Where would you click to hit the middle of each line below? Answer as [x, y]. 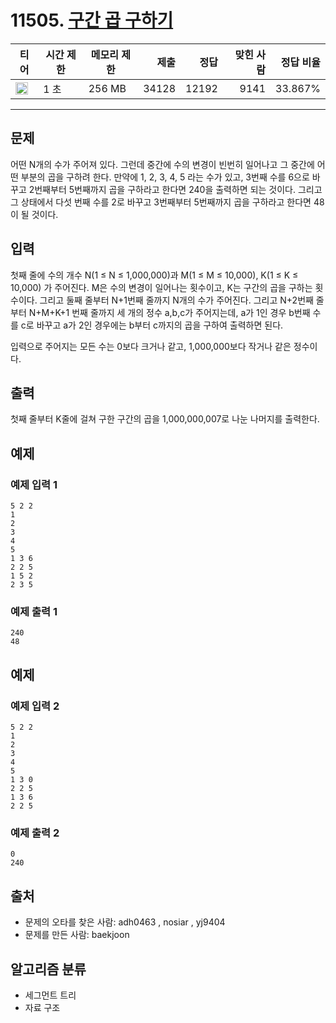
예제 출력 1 [34, 611]
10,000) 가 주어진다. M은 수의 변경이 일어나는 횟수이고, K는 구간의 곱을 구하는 [161, 287]
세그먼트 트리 [50, 995]
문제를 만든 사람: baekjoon [77, 935]
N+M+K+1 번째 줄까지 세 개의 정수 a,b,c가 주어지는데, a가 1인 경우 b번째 [169, 312]
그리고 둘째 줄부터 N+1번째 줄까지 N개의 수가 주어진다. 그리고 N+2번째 [176, 300]
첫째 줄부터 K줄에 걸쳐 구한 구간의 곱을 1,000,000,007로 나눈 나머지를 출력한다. [165, 419]
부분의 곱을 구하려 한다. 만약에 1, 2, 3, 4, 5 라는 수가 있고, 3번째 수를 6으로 [165, 177]
